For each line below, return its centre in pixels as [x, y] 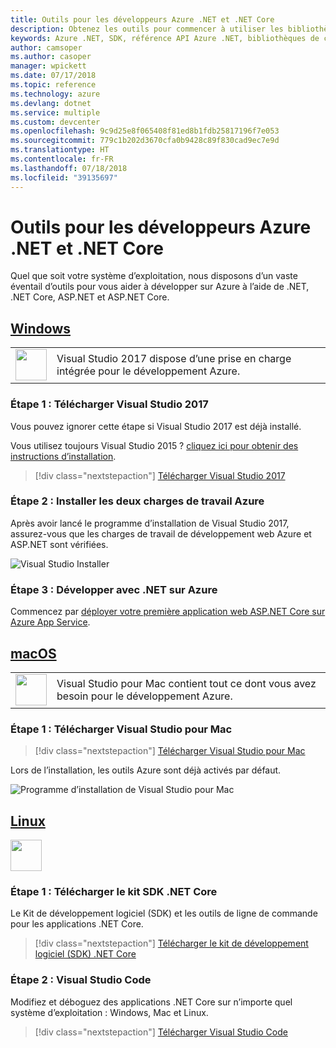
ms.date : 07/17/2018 [53, 76]
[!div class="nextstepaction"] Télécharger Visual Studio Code [161, 1032]
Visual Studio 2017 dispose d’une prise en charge [174, 359]
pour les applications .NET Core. [77, 924]
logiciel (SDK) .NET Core [85, 954]
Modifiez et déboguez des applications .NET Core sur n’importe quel [151, 1002]
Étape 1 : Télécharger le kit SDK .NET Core [114, 891]
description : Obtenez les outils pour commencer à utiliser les [147, 29]
